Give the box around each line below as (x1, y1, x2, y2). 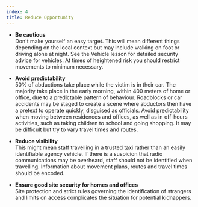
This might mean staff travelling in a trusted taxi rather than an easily (14, 144, 185, 151)
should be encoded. (14, 169, 65, 176)
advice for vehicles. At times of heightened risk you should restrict (14, 57, 180, 64)
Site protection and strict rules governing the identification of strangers (14, 187, 191, 194)
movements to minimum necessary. (14, 63, 104, 70)
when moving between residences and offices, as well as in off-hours (14, 113, 188, 120)
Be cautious (14, 31, 46, 38)
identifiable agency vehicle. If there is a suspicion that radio (14, 150, 163, 157)
